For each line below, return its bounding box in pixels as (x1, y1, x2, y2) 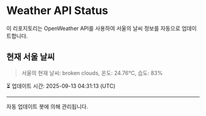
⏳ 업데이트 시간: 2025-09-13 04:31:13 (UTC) (6, 82, 116, 89)
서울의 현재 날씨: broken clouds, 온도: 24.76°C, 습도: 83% (21, 69, 163, 76)
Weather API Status (6, 4, 109, 18)
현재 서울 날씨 (6, 52, 55, 62)
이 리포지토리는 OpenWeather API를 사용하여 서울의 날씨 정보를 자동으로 (6, 24, 181, 32)
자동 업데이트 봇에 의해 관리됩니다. (6, 103, 88, 110)
